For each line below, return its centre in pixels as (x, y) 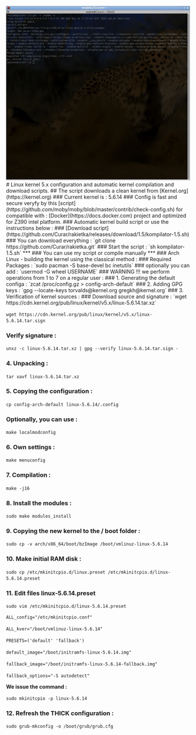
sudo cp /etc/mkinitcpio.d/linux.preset (56, 572)
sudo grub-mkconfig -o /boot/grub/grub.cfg (60, 727)
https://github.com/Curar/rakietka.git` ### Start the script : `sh (81, 247)
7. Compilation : (29, 475)
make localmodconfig (31, 433)
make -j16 (18, 488)
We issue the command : (36, 686)
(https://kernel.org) (29, 197)
